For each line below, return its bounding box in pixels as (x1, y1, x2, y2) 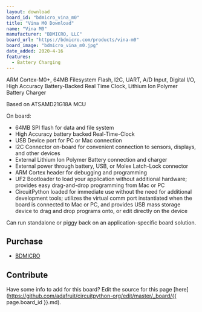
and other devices (15, 149, 60, 157)
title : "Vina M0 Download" (6, 20, 74, 26)
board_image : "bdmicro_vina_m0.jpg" (6, 43, 99, 49)
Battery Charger (6, 89, 47, 96)
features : (6, 54, 31, 60)
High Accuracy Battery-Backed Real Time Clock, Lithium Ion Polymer (6, 82, 178, 89)
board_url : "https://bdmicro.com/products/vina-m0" (6, 37, 139, 43)
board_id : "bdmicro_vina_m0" (6, 14, 80, 21)
